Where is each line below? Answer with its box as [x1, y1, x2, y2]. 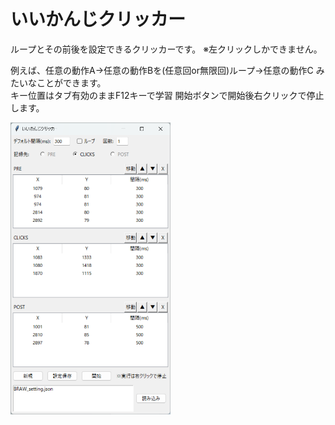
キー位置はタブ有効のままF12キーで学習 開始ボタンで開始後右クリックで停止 [10, 89, 325, 101]
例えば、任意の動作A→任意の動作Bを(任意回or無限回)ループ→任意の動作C [10, 64, 314, 76]
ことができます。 [36, 76, 107, 89]
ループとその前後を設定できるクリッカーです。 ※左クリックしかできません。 [10, 43, 323, 55]
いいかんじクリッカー [10, 8, 187, 31]
